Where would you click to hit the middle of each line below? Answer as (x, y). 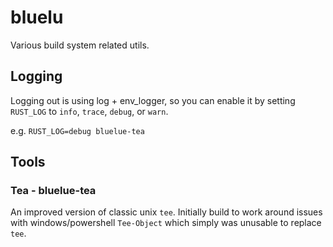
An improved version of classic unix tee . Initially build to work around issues (166, 212)
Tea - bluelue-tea (53, 191)
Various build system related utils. (80, 45)
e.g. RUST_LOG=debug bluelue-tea (77, 130)
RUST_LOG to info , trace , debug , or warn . (89, 111)
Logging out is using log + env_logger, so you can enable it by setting (153, 100)
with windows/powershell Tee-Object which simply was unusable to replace (166, 223)
